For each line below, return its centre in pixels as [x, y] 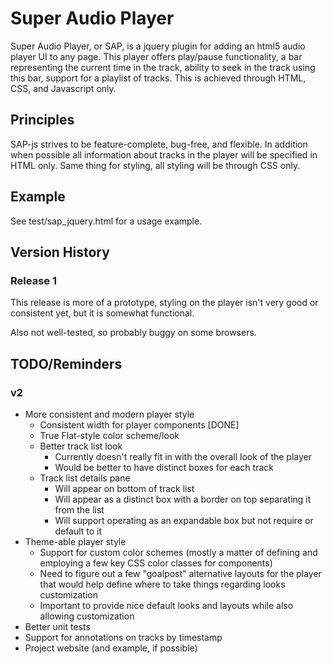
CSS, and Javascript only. [63, 88]
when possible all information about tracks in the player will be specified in [164, 154]
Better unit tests [57, 626]
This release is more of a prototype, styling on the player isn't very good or [164, 303]
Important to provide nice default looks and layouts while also [166, 605]
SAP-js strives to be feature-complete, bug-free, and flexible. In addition [159, 144]
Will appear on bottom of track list [124, 488]
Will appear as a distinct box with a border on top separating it [183, 499]
